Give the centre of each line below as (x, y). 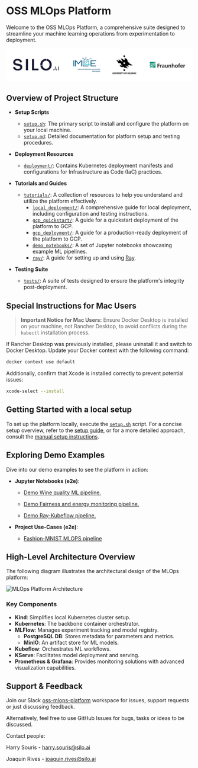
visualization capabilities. (45, 667)
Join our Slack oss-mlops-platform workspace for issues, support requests (98, 700)
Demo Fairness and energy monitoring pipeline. (81, 504)
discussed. (20, 725)
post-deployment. (45, 287)
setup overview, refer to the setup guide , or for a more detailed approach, (95, 430)
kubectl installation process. (55, 332)
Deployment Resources (44, 154)
